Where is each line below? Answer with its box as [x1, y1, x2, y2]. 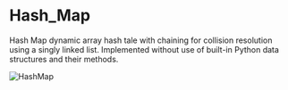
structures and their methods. [9, 53, 119, 64]
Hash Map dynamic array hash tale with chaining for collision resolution [9, 35, 273, 45]
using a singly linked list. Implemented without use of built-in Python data [9, 44, 280, 54]
